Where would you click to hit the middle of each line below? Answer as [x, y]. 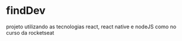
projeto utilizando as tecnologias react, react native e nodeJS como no [91, 27]
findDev [26, 11]
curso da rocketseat [30, 32]
